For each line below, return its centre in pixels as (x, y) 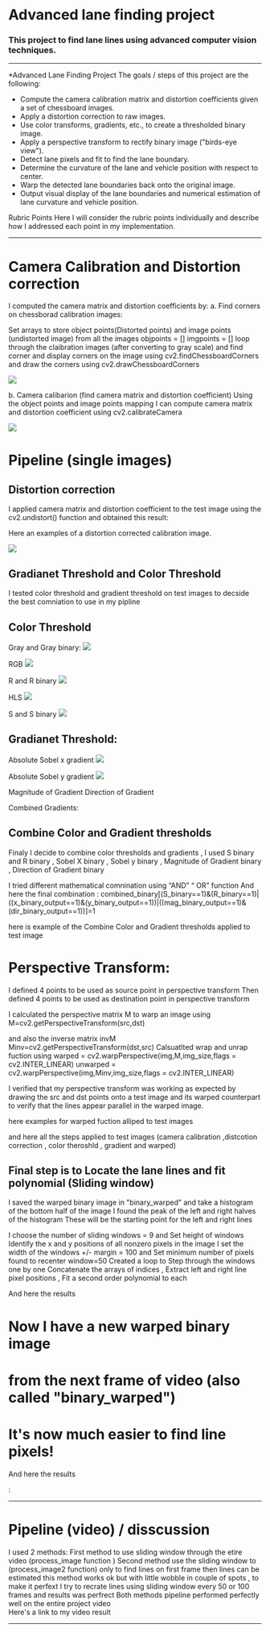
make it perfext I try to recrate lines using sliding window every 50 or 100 (129, 1586)
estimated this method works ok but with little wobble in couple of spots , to (134, 1577)
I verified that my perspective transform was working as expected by (122, 1088)
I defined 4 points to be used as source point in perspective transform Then (134, 990)
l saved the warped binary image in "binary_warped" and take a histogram (131, 1202)
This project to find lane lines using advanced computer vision (133, 40)
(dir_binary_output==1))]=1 (52, 911)
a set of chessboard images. (67, 108)
